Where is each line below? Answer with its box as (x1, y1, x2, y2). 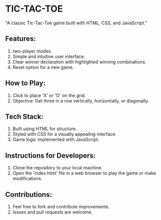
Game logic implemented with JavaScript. (12, 136, 99, 142)
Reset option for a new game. (12, 64, 74, 70)
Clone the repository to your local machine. (12, 165, 102, 171)
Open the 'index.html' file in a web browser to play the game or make (12, 170, 156, 176)
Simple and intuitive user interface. (12, 53, 85, 59)
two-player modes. (12, 48, 52, 54)
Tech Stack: (5, 112, 44, 121)
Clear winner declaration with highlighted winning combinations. (12, 59, 146, 65)
